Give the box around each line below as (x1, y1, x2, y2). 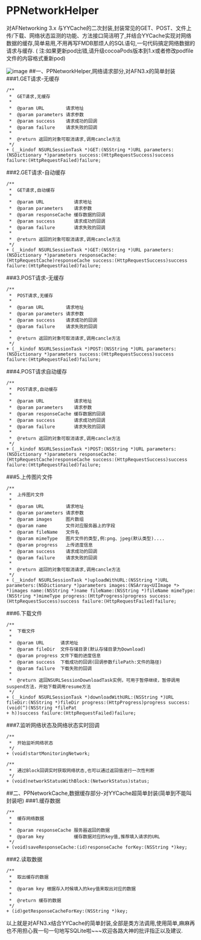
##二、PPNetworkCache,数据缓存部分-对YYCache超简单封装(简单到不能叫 (6, 789, 192, 797)
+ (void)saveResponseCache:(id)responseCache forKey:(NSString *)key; (6, 844, 188, 850)
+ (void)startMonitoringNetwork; (6, 750, 91, 756)
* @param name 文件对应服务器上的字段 (8, 522, 116, 529)
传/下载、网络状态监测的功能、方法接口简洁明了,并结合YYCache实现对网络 (6, 31, 192, 39)
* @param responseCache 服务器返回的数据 (8, 827, 110, 833)
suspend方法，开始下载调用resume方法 (6, 684, 91, 690)
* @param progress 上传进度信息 (8, 542, 93, 548)
